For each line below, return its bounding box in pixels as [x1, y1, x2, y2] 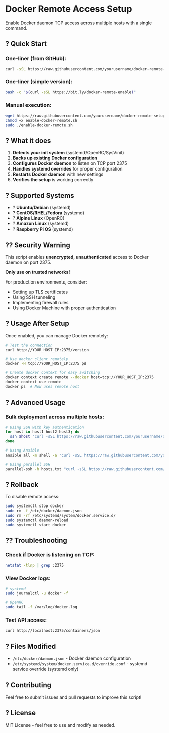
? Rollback [5, 480, 39, 489]
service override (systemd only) [12, 666, 79, 672]
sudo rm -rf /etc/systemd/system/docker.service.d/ [5, 513, 116, 518]
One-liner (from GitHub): [5, 55, 67, 62]
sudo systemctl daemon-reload [5, 518, 69, 523]
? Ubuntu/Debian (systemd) [12, 205, 71, 211]
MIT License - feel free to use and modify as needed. [5, 722, 116, 728]
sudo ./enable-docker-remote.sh [5, 122, 73, 128]
